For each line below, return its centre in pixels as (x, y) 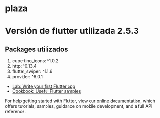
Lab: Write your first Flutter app (44, 86)
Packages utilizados (36, 49)
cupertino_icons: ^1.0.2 (35, 61)
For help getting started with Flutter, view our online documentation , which (80, 101)
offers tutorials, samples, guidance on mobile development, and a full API (79, 106)
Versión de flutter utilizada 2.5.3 (72, 31)
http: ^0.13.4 (24, 66)
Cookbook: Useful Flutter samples (46, 91)
